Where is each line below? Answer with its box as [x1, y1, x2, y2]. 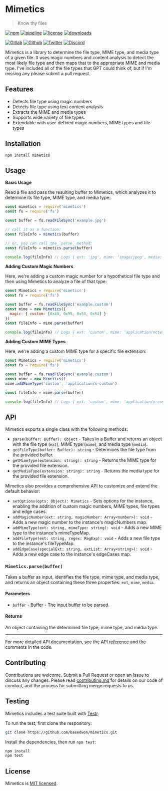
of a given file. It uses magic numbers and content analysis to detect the [5, 54, 154, 61]
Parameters [5, 591, 30, 597]
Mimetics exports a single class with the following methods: [5, 426, 128, 432]
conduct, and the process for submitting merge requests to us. [5, 682, 134, 688]
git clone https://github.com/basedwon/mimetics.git [5, 730, 117, 735]
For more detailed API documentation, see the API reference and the [5, 639, 146, 645]
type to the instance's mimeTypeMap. [12, 530, 90, 536]
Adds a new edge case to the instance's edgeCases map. [12, 551, 131, 557]
